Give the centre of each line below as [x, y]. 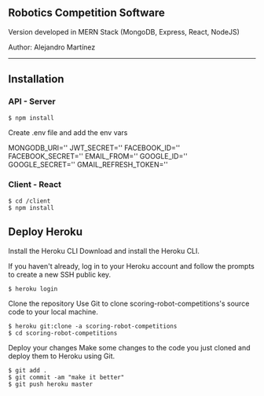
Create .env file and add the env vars [68, 132]
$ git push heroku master [50, 384]
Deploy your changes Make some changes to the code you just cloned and [129, 347]
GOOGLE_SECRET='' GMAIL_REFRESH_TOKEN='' [88, 164]
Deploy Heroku [46, 232]
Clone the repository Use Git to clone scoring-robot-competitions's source [129, 303]
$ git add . [27, 370]
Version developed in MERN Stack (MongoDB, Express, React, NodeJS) [124, 31]
